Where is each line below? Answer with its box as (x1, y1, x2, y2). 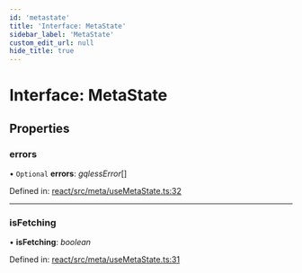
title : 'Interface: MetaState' (9, 22, 127, 31)
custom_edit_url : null (9, 38, 94, 48)
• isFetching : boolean (9, 237, 92, 248)
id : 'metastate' (9, 13, 70, 22)
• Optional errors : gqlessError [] (9, 168, 128, 179)
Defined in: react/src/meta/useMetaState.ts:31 (9, 254, 181, 265)
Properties (9, 120, 70, 136)
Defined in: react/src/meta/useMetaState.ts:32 (9, 186, 182, 196)
